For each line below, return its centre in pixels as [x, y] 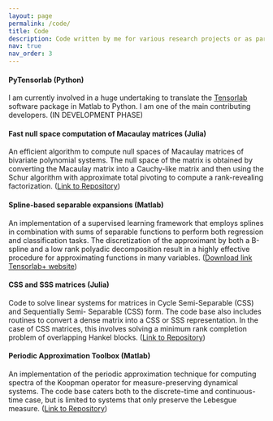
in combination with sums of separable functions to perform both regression [136, 232]
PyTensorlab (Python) [46, 80]
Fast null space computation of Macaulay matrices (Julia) [108, 133]
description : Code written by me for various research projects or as [130, 39]
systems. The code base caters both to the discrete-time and [111, 392]
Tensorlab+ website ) [43, 266]
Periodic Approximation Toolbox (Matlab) [80, 356]
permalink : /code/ [39, 24]
